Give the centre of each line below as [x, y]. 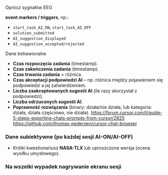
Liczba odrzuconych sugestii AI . [48, 102]
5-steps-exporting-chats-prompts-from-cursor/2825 [69, 118]
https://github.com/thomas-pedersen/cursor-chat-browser [75, 123]
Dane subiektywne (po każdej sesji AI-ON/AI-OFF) [69, 137]
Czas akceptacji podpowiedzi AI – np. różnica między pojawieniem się [88, 80]
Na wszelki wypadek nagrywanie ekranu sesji [63, 167]
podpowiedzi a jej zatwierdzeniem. [49, 85]
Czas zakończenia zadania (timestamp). [56, 69]
